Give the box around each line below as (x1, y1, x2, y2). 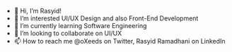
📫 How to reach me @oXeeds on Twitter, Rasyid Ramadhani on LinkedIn (13, 37, 226, 45)
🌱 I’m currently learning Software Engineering (13, 22, 147, 30)
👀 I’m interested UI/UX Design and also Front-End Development (13, 14, 199, 22)
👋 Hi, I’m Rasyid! (13, 7, 62, 15)
